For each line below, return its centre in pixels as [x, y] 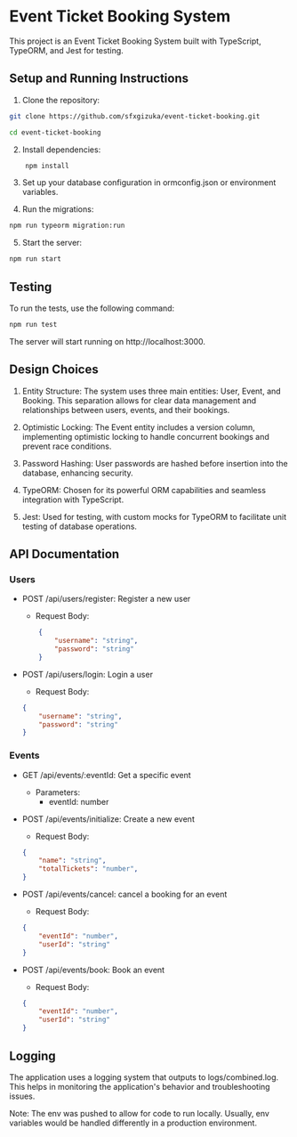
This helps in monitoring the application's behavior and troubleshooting [140, 1086]
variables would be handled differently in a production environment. [133, 1123]
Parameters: [58, 792]
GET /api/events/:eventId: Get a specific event [106, 775]
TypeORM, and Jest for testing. [67, 50]
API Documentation [64, 554]
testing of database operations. [80, 526]
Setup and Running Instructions [99, 79]
